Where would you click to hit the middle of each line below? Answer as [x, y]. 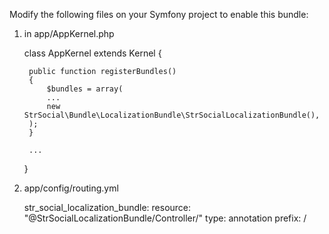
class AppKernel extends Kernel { [92, 53]
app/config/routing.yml [71, 188]
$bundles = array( [85, 89]
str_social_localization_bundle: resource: [107, 207]
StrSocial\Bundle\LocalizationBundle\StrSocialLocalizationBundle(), [172, 115]
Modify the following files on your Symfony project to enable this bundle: [159, 14]
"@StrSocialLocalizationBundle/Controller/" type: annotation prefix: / [165, 218]
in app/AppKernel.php [69, 33]
